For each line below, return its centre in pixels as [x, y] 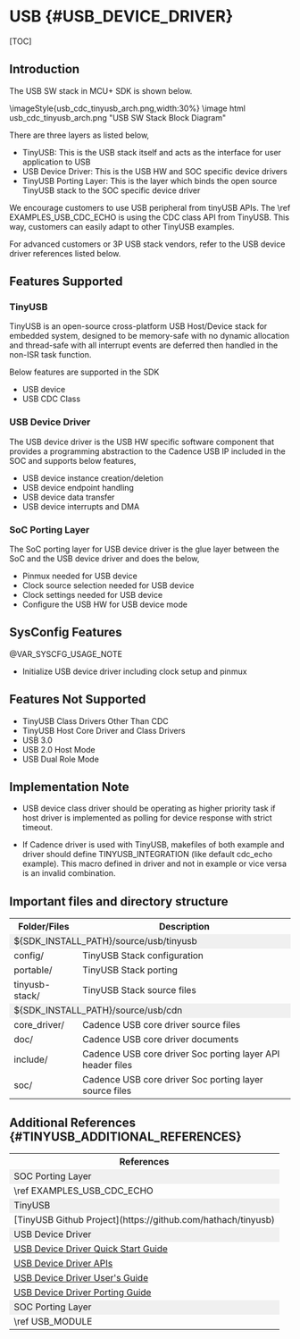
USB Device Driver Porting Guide [83, 1293]
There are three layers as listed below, [79, 135]
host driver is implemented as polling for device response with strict [147, 818]
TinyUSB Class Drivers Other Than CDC [95, 720]
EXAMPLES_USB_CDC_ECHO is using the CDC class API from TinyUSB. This [150, 217]
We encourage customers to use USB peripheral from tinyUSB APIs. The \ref [150, 207]
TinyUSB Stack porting [130, 970]
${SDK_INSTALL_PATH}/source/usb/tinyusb [106, 941]
